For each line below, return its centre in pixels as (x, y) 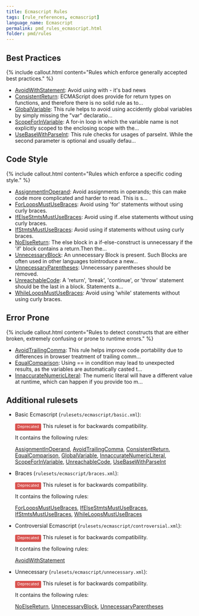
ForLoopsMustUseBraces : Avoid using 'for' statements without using (99, 204)
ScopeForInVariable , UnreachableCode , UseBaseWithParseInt (90, 462)
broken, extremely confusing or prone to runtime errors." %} (80, 338)
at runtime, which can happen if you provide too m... (79, 382)
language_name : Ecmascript (40, 23)
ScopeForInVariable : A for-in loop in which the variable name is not (97, 121)
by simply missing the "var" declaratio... (64, 115)
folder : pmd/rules (29, 34)
